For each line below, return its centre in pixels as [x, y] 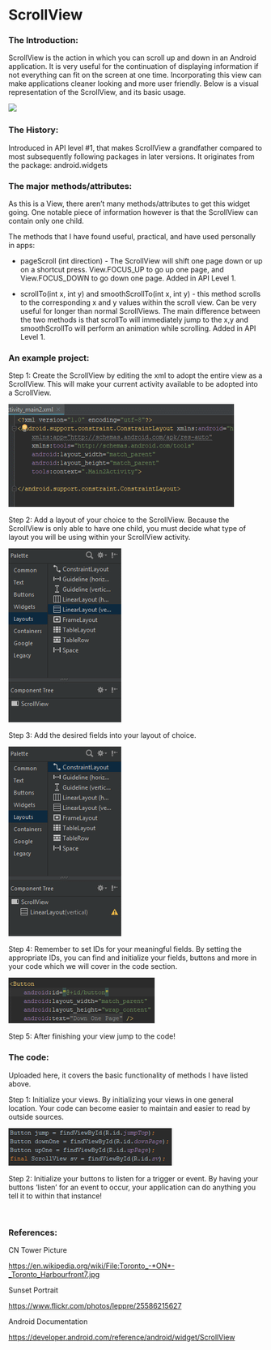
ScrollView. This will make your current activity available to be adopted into [133, 384]
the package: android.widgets [58, 165]
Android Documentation [48, 1321]
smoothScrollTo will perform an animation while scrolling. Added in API [138, 328]
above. [20, 1083]
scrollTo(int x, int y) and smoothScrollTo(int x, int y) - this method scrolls [140, 294]
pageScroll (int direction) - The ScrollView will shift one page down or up [141, 261]
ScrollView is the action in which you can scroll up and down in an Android [132, 58]
